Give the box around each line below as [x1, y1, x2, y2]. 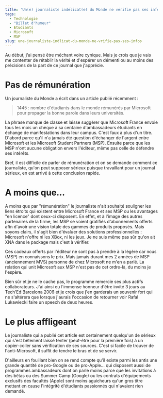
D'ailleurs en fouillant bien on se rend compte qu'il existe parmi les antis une [5, 357, 158, 363]
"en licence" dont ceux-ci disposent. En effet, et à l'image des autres [5, 213, 143, 219]
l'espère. [5, 269, 23, 275]
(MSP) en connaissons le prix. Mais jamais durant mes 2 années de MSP [5, 253, 150, 260]
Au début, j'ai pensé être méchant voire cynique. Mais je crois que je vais [5, 52, 151, 58]
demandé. [5, 388, 25, 394]
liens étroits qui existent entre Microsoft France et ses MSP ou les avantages [5, 208, 158, 214]
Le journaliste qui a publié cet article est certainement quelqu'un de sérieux [5, 332, 156, 338]
